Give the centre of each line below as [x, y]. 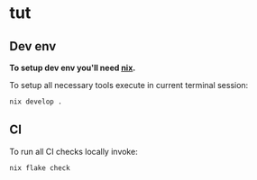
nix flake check [40, 168]
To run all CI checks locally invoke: [73, 151]
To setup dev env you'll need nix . [73, 67]
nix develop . [36, 102]
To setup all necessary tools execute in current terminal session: [129, 85]
